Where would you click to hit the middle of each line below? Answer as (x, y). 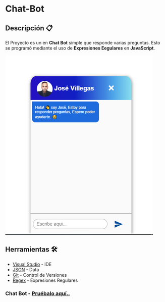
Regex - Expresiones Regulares (45, 280)
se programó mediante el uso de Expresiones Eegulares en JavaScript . (80, 48)
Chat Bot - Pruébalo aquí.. (38, 293)
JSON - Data (26, 269)
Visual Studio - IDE (32, 264)
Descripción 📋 (29, 28)
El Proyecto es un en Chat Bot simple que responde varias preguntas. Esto (83, 43)
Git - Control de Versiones (40, 275)
